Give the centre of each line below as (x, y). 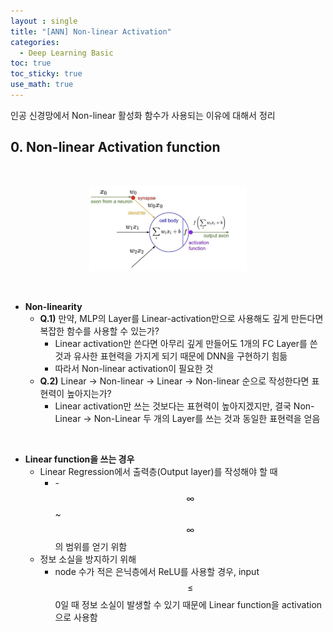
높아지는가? (89, 393)
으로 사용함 (76, 617)
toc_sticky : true (46, 74)
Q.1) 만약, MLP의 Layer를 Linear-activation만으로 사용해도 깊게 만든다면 (181, 318)
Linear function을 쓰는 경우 (79, 459)
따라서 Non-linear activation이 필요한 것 (134, 368)
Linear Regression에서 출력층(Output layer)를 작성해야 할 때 (158, 471)
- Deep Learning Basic (66, 53)
